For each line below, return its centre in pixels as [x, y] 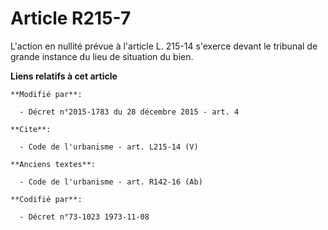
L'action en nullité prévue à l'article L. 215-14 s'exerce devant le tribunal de [164, 46]
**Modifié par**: [46, 94]
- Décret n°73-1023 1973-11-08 [84, 217]
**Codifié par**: [46, 199]
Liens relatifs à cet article [64, 76]
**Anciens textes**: [53, 164]
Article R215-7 [71, 18]
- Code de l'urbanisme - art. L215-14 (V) [109, 147]
